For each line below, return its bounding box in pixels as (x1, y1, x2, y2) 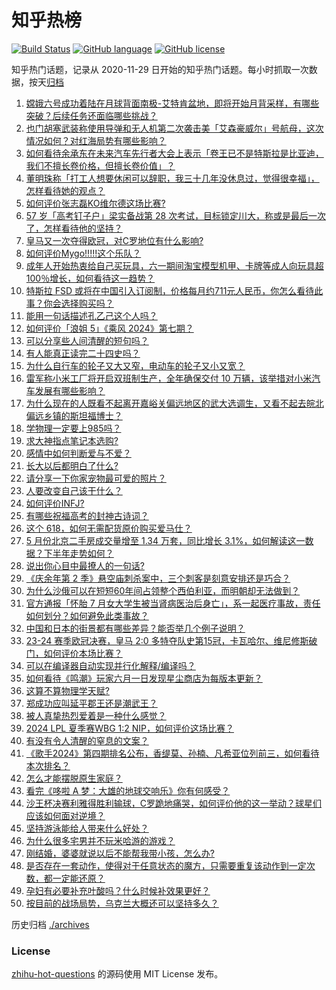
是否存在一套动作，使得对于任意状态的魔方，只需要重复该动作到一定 (25, 859, 307, 871)
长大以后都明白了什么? (25, 459, 119, 471)
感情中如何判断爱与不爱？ (25, 447, 132, 459)
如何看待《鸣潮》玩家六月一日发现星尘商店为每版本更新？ (25, 672, 263, 684)
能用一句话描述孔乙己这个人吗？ (25, 309, 158, 321)
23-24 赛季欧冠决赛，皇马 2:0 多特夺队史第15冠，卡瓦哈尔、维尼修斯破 (25, 634, 318, 646)
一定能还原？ (52, 872, 106, 884)
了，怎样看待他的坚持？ (25, 222, 123, 234)
